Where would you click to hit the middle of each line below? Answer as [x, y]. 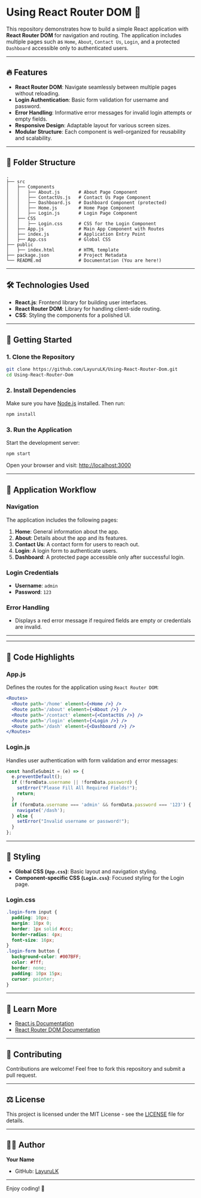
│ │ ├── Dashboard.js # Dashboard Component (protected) [87, 203]
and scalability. [33, 138]
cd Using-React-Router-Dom [40, 375]
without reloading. [37, 93]
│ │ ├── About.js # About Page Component [72, 192]
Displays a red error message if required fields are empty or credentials [103, 621]
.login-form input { [32, 912]
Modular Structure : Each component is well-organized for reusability [100, 131]
